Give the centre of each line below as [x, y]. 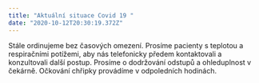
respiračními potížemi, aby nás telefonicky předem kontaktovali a [115, 54]
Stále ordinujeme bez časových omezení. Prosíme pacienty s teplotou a [126, 45]
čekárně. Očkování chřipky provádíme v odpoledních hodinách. [113, 70]
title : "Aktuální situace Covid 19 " [71, 15]
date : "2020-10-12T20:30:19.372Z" [66, 23]
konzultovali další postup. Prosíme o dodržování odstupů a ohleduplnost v [130, 62]
